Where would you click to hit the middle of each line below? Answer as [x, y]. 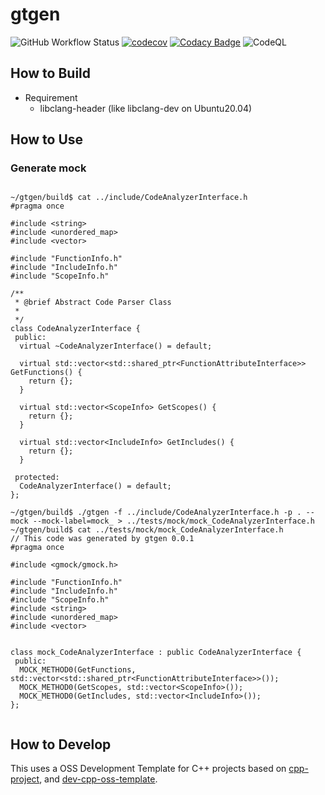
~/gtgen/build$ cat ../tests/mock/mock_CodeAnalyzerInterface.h [147, 530]
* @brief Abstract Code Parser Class [93, 303]
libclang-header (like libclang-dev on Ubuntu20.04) [146, 108]
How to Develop [61, 744]
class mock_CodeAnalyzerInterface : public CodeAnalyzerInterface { [156, 653]
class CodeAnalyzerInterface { [75, 329]
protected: [37, 478]
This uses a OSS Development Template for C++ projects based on [148, 769]
